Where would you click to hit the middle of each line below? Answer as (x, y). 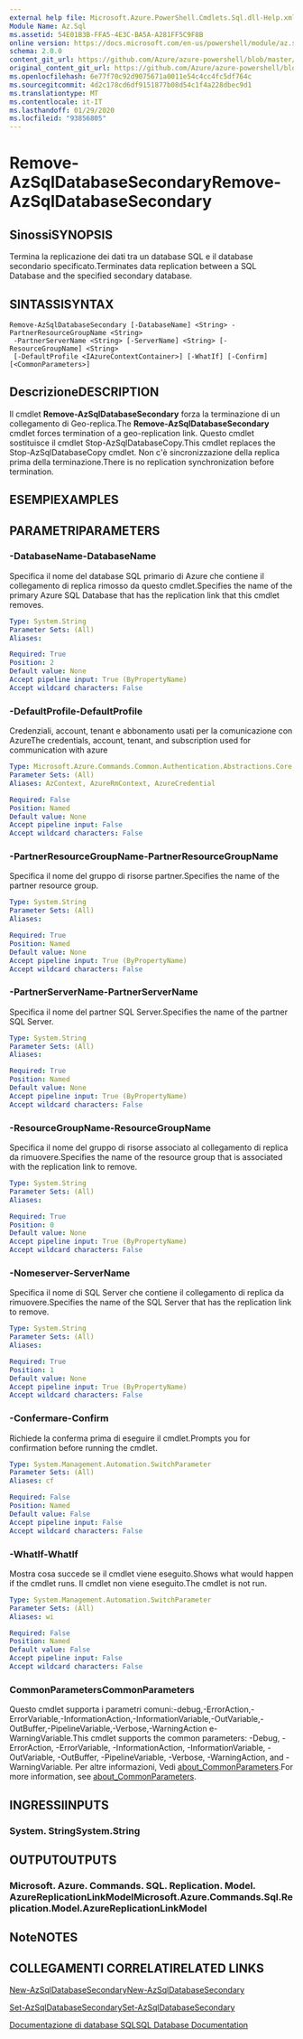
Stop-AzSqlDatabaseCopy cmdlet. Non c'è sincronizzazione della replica (145, 452)
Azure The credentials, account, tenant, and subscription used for (130, 741)
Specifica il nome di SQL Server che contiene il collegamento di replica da (147, 1293)
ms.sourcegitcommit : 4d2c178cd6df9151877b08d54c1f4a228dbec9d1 (131, 85)
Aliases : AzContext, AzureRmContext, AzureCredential (113, 783)
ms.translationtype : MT (54, 93)
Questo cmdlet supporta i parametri (76, 1709)
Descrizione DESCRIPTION (84, 393)
